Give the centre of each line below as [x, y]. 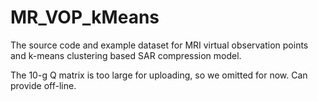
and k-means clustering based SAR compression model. [126, 55]
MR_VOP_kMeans [85, 17]
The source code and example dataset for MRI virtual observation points [159, 45]
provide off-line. [43, 85]
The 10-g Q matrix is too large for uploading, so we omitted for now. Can [159, 75]
